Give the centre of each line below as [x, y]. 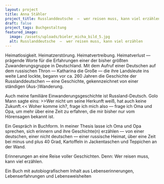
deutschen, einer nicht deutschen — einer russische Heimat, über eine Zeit [81, 136]
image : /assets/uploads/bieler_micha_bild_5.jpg [60, 37]
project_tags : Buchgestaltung [36, 28]
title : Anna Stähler [26, 14]
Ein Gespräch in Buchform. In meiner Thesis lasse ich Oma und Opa [73, 126]
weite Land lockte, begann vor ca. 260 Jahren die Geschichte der [71, 76]
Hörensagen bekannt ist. [30, 116]
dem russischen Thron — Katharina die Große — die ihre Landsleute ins [77, 71]
